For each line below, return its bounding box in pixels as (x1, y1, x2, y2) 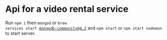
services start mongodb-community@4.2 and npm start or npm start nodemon (5, 25, 162, 31)
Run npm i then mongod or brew (5, 20, 67, 26)
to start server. (5, 30, 36, 36)
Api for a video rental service (5, 3, 129, 15)
